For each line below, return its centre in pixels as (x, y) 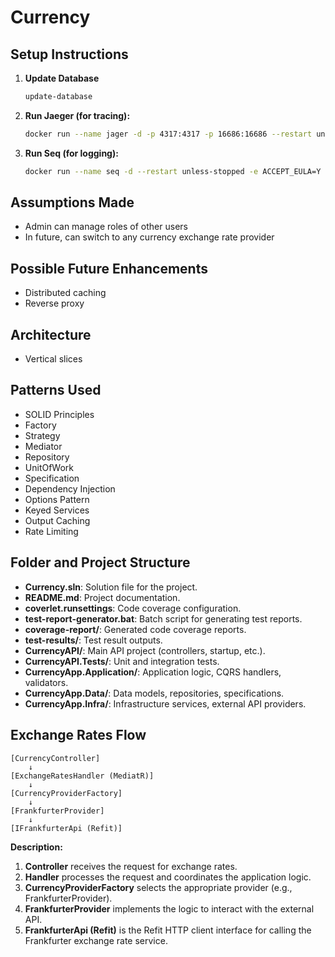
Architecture (51, 334)
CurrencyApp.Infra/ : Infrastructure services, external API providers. (165, 703)
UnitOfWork (49, 467)
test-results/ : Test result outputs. (93, 640)
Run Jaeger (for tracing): (77, 115)
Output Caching (57, 520)
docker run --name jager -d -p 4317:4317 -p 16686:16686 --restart (168, 134)
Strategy (42, 435)
